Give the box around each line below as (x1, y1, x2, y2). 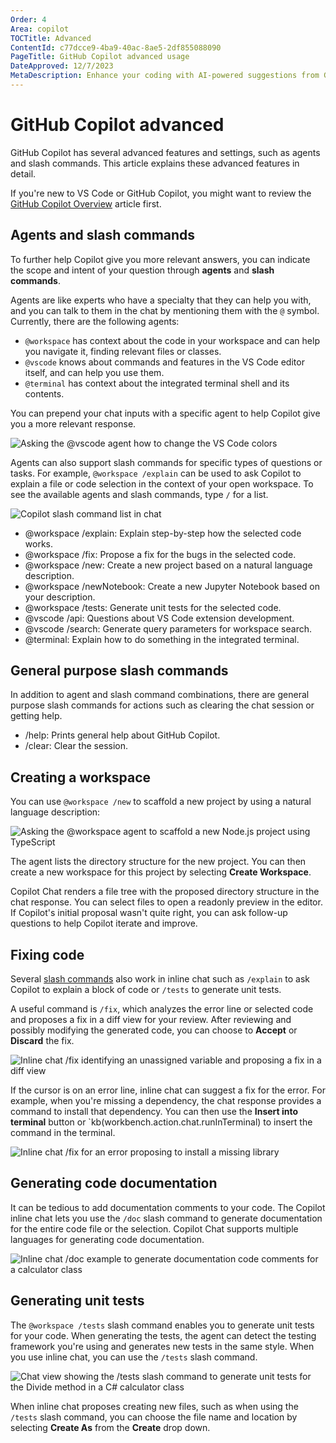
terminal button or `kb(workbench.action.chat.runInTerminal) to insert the (10, 1116, 313, 1128)
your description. (24, 591, 96, 603)
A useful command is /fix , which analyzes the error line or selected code (10, 1003, 314, 1015)
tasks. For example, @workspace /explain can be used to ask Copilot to (10, 467, 302, 479)
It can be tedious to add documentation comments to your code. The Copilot (10, 1201, 326, 1213)
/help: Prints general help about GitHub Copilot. (24, 729, 221, 741)
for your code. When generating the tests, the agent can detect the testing (10, 1329, 317, 1341)
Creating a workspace (10, 769, 152, 786)
